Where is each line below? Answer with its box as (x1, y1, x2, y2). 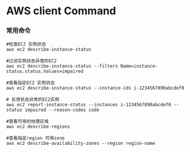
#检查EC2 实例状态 (6, 42, 46, 47)
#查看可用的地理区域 (6, 119, 49, 125)
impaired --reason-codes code (24, 107, 100, 113)
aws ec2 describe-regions (6, 123, 70, 130)
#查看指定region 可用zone (6, 135, 65, 141)
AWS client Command (6, 4, 116, 18)
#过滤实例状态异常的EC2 (6, 58, 57, 64)
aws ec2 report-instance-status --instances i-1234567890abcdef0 (6, 102, 171, 108)
